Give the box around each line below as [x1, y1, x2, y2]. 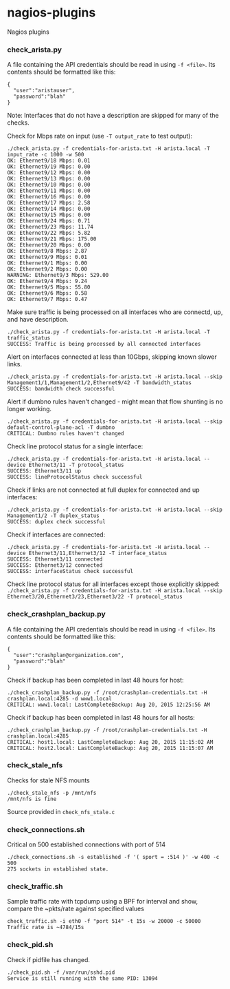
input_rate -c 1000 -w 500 [7, 152, 84, 158]
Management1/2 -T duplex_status [7, 512, 100, 519]
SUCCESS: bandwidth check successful [7, 386, 115, 393]
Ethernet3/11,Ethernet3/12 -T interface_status [28, 550, 168, 557]
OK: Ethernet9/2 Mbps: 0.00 [7, 266, 88, 273]
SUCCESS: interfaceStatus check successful [7, 568, 134, 575]
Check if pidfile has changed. [7, 955, 91, 964]
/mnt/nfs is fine [7, 795, 57, 802]
